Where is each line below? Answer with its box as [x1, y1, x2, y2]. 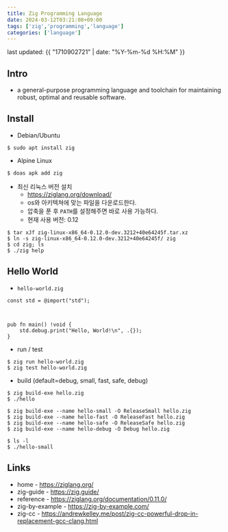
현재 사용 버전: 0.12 [27, 215, 79, 223]
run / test [16, 345, 43, 353]
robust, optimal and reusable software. [16, 93, 127, 101]
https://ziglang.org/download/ [27, 190, 112, 199]
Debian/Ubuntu [16, 131, 60, 139]
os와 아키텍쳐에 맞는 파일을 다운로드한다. [27, 198, 137, 206]
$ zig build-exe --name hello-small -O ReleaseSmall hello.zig [7, 407, 192, 414]
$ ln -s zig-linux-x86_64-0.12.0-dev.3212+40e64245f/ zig [7, 235, 176, 242]
